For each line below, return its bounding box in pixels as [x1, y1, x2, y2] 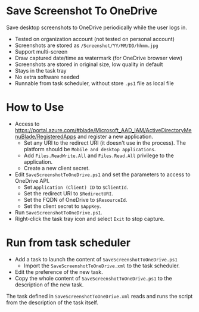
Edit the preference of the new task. [14, 268, 103, 275]
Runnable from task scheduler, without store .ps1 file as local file [14, 79, 174, 87]
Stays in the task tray [14, 67, 67, 74]
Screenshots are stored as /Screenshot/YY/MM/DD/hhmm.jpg [14, 42, 158, 49]
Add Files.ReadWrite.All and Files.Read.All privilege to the [23, 152, 174, 159]
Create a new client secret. [23, 164, 91, 171]
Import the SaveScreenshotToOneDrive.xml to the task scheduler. [23, 262, 180, 269]
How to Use [6, 101, 64, 114]
